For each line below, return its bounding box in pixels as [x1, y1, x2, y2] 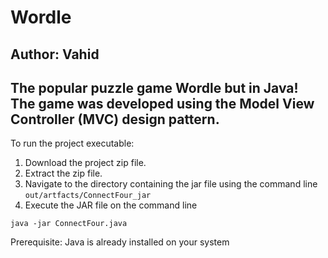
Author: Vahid [10, 46, 100, 63]
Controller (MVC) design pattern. [10, 111, 220, 128]
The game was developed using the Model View [10, 95, 315, 112]
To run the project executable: [10, 137, 135, 150]
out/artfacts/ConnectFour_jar [24, 191, 152, 201]
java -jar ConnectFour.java [10, 219, 128, 229]
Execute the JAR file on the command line [24, 199, 198, 211]
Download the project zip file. [24, 157, 147, 169]
